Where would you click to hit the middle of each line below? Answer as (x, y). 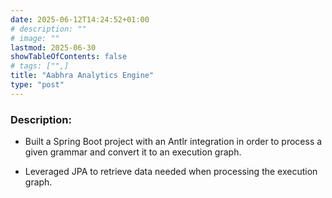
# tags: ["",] (40, 66)
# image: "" (35, 38)
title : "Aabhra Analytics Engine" (82, 76)
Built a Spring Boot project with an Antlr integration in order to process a (173, 142)
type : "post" (37, 85)
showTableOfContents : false (69, 57)
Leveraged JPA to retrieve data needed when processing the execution (171, 172)
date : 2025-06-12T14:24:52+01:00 (80, 19)
